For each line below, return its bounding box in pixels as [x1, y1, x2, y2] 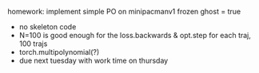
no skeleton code [18, 22, 77, 31]
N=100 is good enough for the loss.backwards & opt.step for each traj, [18, 31, 251, 40]
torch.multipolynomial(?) [18, 48, 100, 56]
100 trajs [18, 39, 48, 48]
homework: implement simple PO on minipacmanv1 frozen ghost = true [7, 7, 241, 16]
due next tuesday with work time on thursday [18, 56, 169, 65]
